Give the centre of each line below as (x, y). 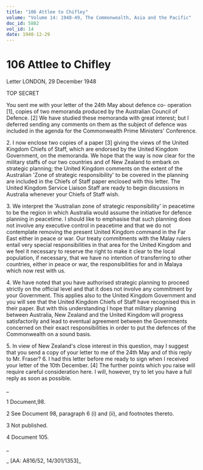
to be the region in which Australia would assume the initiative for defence (99, 213)
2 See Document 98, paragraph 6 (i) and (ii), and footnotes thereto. (90, 413)
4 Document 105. (28, 437)
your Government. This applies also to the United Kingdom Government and (101, 295)
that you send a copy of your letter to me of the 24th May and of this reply (99, 353)
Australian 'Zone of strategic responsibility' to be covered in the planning (98, 175)
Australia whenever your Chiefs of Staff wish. (63, 195)
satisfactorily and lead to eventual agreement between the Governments (97, 321)
